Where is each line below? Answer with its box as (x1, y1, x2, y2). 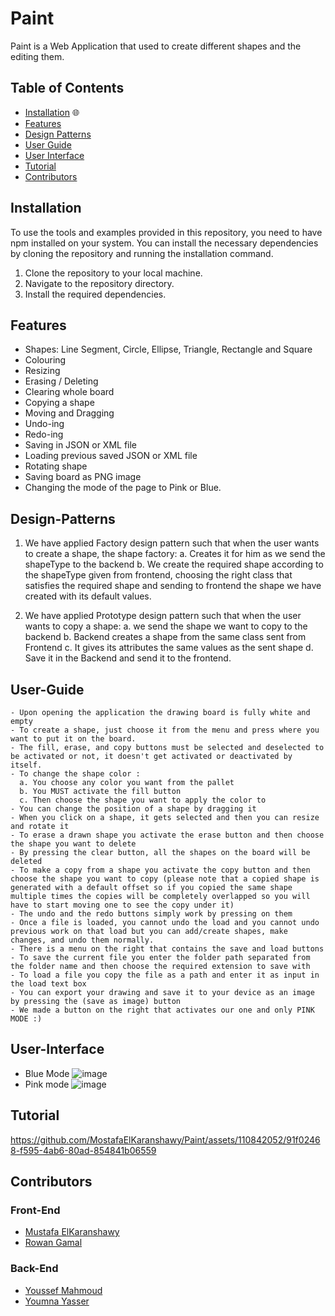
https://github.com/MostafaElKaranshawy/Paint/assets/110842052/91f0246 (10, 1133, 321, 1146)
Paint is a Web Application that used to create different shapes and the (10, 40, 302, 52)
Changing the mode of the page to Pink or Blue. (24, 482, 222, 494)
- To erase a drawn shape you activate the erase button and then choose (10, 830, 325, 840)
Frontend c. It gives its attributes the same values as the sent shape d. (24, 642, 314, 654)
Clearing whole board (24, 386, 115, 398)
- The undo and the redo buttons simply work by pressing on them (10, 909, 293, 919)
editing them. (10, 50, 65, 62)
